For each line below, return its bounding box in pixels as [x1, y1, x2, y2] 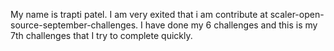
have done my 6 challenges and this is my [144, 19, 318, 31]
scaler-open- [269, 9, 325, 20]
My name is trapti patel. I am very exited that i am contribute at [10, 9, 268, 20]
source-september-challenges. [10, 19, 139, 31]
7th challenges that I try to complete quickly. [10, 30, 193, 41]
